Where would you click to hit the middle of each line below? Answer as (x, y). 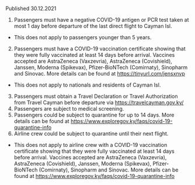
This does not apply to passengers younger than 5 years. (83, 37)
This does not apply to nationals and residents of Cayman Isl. (87, 85)
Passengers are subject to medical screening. (69, 109)
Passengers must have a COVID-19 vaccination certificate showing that (100, 49)
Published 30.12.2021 (31, 8)
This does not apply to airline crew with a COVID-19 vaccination (90, 145)
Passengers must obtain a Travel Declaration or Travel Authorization (96, 96)
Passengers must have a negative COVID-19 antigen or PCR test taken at (101, 20)
